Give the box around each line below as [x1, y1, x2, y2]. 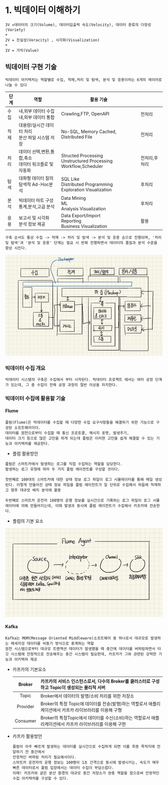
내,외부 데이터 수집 [18, 108, 55, 114]
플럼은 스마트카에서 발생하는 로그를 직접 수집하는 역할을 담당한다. [5, 461, 122, 466]
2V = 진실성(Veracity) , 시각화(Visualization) [5, 37, 100, 42]
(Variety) [5, 27, 26, 32]
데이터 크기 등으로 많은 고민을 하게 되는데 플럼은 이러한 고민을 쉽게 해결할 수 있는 [5, 436, 154, 441]
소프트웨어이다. [14, 425, 41, 430]
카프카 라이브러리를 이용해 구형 [61, 707, 122, 713]
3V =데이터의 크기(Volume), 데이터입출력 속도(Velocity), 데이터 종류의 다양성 [5, 22, 151, 27]
